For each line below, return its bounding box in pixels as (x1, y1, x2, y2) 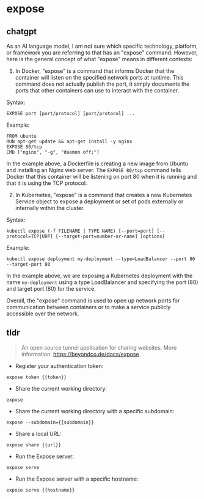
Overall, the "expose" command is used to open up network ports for (6, 297, 180, 304)
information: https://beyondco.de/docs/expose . (21, 350, 141, 358)
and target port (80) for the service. (6, 285, 96, 292)
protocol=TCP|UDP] (6, 233, 53, 239)
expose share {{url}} (6, 441, 62, 448)
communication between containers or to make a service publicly (6, 304, 171, 310)
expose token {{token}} (6, 374, 67, 380)
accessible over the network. (6, 310, 79, 317)
